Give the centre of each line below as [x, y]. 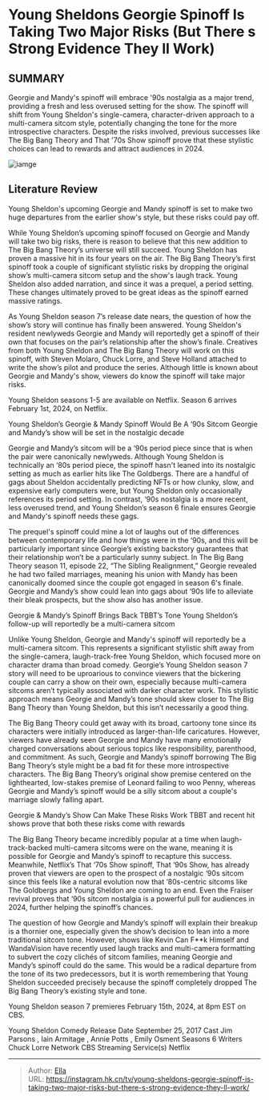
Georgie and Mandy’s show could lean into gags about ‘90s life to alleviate [131, 591]
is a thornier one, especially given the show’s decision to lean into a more [129, 931]
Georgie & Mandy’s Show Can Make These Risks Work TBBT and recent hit [132, 815]
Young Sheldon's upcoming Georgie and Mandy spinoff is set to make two [131, 208]
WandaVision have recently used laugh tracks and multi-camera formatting [132, 948]
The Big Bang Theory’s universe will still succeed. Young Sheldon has [123, 249]
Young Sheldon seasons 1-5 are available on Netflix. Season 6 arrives [123, 400]
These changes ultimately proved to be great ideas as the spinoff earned [128, 292]
